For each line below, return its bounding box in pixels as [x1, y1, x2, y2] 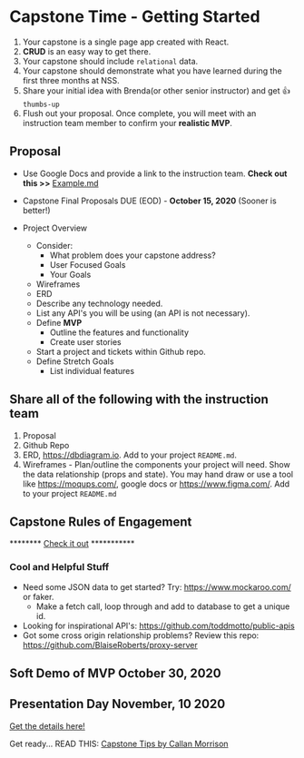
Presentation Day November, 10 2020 [9, 696, 226, 712]
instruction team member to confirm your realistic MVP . [22, 117, 233, 128]
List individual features [49, 365, 134, 376]
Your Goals [49, 269, 92, 280]
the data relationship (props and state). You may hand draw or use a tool [22, 468, 293, 479]
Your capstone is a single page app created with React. [22, 36, 230, 47]
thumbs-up [22, 100, 61, 109]
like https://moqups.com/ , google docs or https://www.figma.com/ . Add [22, 478, 290, 489]
